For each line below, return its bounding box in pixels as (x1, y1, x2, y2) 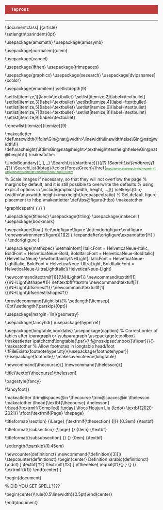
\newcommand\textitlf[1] (87, 274, 136, 280)
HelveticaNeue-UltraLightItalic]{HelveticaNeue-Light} (5, 266, 112, 272)
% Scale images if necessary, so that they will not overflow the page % (5, 176, 147, 182)
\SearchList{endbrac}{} (108, 160, 155, 165)
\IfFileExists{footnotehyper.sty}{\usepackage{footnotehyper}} (5, 348, 129, 354)
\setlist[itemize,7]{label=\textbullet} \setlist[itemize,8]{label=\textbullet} (5, 109, 147, 115)
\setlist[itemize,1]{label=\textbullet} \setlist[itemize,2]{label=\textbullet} (5, 94, 146, 99)
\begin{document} (5, 475, 42, 481)
